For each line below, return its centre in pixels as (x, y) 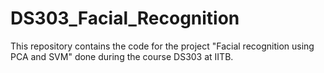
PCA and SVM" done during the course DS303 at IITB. (122, 56)
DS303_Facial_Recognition (125, 18)
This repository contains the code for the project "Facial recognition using (162, 46)
